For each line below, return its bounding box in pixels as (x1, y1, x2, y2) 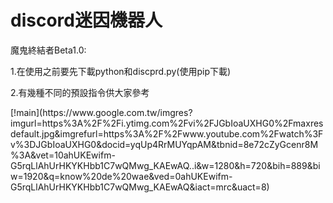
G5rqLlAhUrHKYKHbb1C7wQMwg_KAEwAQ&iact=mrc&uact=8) (10, 181, 270, 193)
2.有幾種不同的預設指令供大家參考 (10, 86, 150, 98)
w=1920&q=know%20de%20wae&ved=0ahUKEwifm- (10, 170, 233, 182)
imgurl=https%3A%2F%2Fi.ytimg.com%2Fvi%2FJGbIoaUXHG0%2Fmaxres (10, 117, 324, 129)
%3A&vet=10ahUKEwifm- (10, 149, 116, 161)
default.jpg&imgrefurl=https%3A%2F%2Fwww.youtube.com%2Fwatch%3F (10, 127, 324, 140)
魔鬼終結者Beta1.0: (10, 44, 87, 56)
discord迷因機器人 (10, 9, 163, 32)
